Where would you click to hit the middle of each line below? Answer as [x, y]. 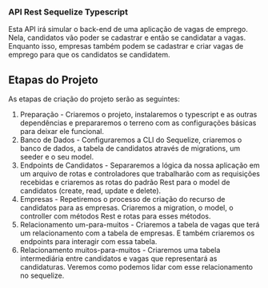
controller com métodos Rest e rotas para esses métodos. [115, 216]
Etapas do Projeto [53, 79]
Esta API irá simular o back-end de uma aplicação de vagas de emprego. [128, 30]
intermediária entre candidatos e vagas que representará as [118, 258]
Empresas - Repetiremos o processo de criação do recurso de [122, 199]
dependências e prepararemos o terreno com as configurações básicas [138, 123]
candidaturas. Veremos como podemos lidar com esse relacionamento [136, 267]
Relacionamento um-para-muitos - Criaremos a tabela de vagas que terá [140, 225]
